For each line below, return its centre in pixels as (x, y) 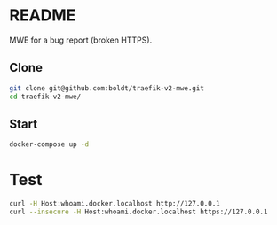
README (43, 16)
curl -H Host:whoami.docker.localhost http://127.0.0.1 (115, 204)
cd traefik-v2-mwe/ (45, 97)
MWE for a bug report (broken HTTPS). (81, 40)
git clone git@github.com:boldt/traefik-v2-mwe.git (107, 88)
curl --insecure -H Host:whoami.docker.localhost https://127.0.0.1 (138, 212)
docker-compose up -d (49, 144)
